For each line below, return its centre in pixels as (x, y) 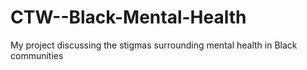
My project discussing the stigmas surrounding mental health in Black (154, 45)
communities (37, 55)
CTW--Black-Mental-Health (128, 17)
